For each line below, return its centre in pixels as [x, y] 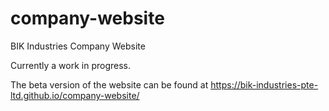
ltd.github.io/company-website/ [75, 95]
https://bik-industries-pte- [264, 84]
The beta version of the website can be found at [109, 84]
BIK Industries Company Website [78, 46]
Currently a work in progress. [71, 65]
